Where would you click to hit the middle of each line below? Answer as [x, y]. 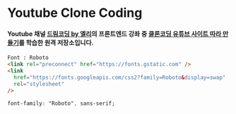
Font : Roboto [28, 58]
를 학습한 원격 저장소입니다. [56, 42]
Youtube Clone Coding [75, 13]
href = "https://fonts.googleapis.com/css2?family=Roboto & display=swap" [120, 78]
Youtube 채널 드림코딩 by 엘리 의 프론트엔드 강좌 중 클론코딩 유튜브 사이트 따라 [114, 34]
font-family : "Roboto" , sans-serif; [61, 103]
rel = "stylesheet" [39, 84]
